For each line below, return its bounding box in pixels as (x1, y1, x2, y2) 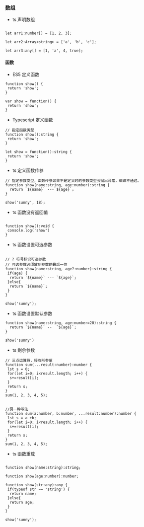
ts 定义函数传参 (12, 167, 44, 173)
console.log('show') (7, 227, 50, 233)
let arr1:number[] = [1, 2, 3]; (5, 31, 72, 36)
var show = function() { (5, 98, 57, 104)
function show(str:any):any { (5, 482, 68, 487)
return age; (9, 500, 35, 505)
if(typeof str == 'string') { (7, 487, 70, 492)
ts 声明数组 (12, 16, 35, 23)
